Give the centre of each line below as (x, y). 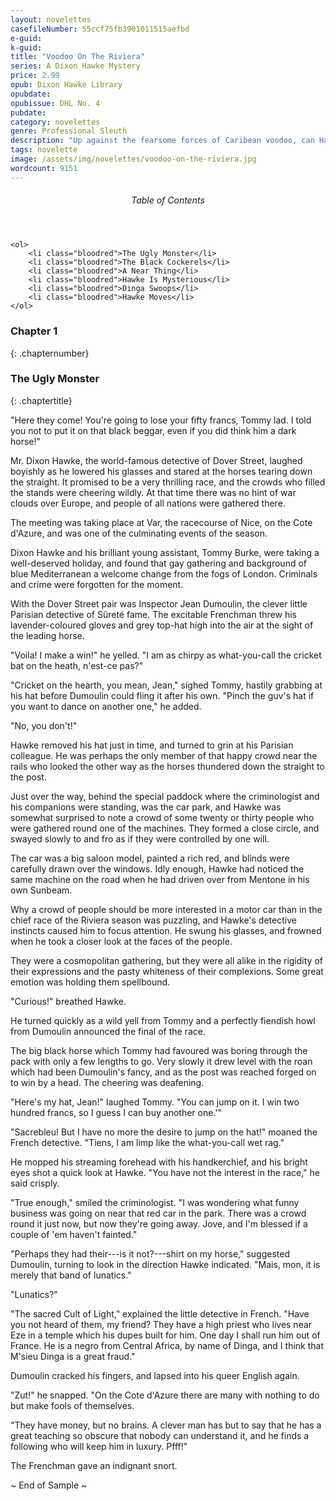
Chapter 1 (34, 331)
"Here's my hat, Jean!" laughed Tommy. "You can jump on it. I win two (155, 1102)
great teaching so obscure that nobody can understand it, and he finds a (160, 1435)
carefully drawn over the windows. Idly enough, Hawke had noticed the (157, 868)
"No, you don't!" (44, 725)
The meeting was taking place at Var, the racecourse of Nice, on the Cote (161, 522)
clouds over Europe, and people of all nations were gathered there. (148, 503)
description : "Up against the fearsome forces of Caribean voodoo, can (162, 141)
